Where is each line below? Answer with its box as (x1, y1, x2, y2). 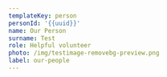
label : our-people (8, 57, 70, 65)
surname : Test (8, 34, 56, 43)
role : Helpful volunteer (8, 42, 92, 50)
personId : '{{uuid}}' (8, 19, 81, 27)
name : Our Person (8, 26, 67, 34)
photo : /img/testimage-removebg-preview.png (8, 49, 160, 57)
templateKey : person (8, 11, 78, 20)
